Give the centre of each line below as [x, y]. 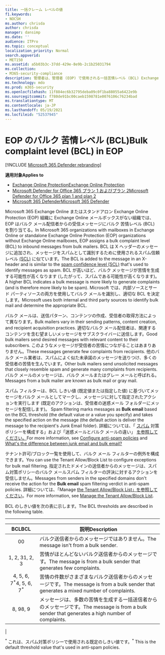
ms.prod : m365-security [29, 87]
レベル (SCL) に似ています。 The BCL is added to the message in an [73, 259]
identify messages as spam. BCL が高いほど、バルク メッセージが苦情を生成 [82, 270]
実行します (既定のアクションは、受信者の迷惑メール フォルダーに [84, 403]
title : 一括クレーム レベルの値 [34, 10]
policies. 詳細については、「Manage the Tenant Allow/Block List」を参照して [82, 490]
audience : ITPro [22, 42]
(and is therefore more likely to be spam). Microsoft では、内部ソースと [77, 287]
